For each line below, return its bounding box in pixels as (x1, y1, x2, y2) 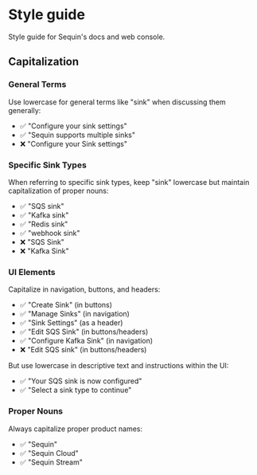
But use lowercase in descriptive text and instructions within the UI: (8, 361, 229, 371)
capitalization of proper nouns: (8, 186, 109, 195)
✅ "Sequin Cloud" (19, 448, 80, 457)
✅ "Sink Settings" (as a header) (19, 318, 123, 328)
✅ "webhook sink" (19, 228, 80, 237)
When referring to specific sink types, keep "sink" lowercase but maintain (8, 177, 250, 186)
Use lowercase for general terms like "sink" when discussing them (8, 97, 226, 107)
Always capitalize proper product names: (8, 424, 143, 434)
